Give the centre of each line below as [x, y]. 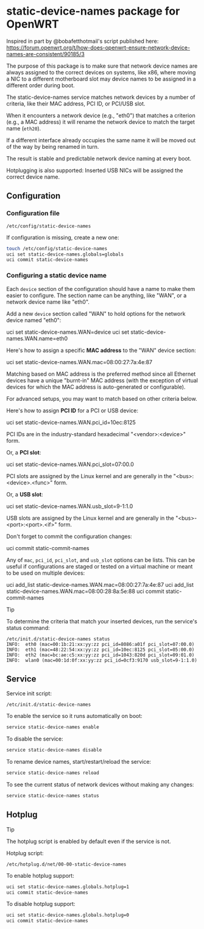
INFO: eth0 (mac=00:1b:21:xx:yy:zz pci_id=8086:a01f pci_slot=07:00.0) [100, 644]
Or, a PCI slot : [24, 452]
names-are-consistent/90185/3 [46, 54]
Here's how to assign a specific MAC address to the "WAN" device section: [101, 350]
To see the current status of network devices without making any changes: [100, 784]
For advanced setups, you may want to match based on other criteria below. [102, 398]
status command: [28, 628]
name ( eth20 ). [24, 128]
